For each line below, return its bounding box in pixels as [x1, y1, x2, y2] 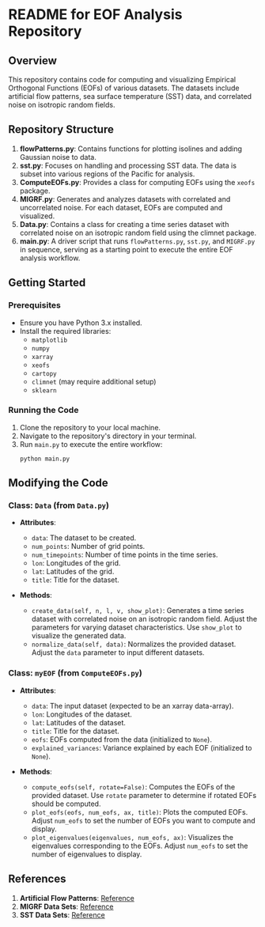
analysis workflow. [19, 253, 81, 263]
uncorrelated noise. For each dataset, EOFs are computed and [19, 202, 223, 212]
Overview [8, 54, 58, 67]
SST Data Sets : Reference [19, 910, 105, 919]
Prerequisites [8, 300, 61, 311]
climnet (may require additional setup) [31, 376, 157, 386]
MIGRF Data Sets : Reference [19, 902, 114, 911]
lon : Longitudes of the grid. [31, 558, 121, 568]
